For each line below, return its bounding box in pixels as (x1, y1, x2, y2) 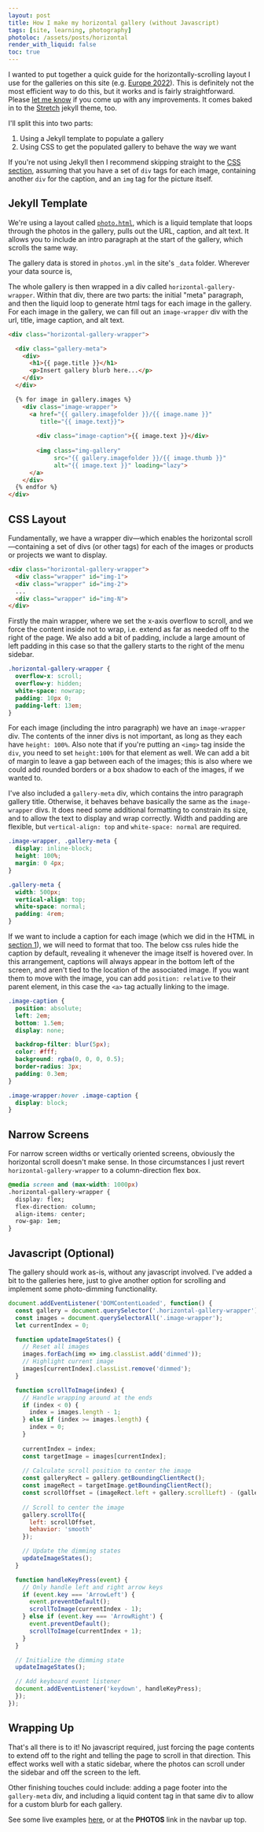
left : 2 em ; (15, 1011, 51, 1020)
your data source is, (8, 266, 73, 276)
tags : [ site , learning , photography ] (8, 26, 132, 34)
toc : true (8, 48, 41, 56)
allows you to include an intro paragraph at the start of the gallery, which (8, 234, 244, 244)
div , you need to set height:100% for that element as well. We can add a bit (8, 748, 250, 758)
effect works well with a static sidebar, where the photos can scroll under (8, 1759, 245, 1768)
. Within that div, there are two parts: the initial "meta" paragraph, (32, 290, 244, 299)
